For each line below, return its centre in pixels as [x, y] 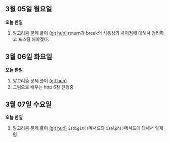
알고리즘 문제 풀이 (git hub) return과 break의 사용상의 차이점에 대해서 [81, 33]
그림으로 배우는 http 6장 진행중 [43, 87]
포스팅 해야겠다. [34, 39]
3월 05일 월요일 [29, 9]
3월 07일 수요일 [29, 104]
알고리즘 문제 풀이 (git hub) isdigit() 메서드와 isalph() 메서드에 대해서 [83, 128]
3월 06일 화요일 [29, 57]
